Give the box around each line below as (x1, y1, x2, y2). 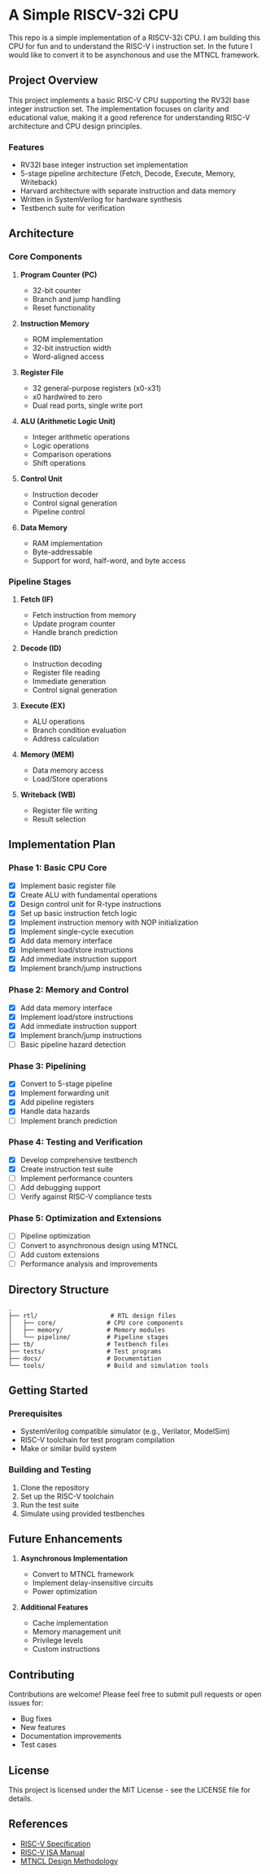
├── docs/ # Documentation (8, 1354, 162, 1363)
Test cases (20, 1740, 57, 1749)
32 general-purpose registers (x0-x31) (32, 383, 162, 392)
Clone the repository (20, 1482, 89, 1492)
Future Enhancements (8, 1532, 124, 1546)
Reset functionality (32, 303, 96, 313)
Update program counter (32, 619, 116, 628)
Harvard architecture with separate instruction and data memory (20, 186, 237, 196)
